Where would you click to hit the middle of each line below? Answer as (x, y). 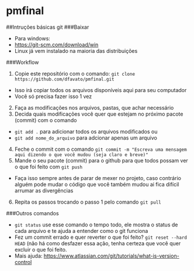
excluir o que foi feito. (41, 249)
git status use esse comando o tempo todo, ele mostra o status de (96, 225)
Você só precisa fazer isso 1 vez (53, 96)
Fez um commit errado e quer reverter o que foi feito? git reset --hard (101, 237)
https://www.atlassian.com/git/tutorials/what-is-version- (111, 256)
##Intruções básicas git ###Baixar (48, 27)
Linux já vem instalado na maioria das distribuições (76, 50)
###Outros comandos (33, 213)
